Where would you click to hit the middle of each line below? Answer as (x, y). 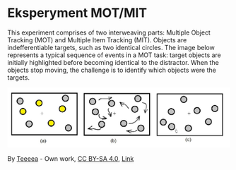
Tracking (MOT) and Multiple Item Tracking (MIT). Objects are (97, 40)
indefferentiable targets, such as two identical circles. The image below (111, 47)
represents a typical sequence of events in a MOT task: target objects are (114, 55)
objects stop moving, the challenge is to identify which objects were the (112, 70)
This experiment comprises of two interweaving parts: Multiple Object (109, 32)
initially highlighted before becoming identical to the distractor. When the (113, 62)
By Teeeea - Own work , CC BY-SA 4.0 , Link (71, 159)
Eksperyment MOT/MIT (77, 13)
